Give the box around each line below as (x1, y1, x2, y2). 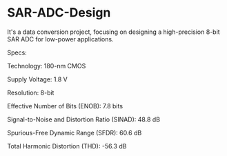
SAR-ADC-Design (7, 5, 111, 21)
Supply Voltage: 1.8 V (7, 75, 68, 84)
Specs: (7, 48, 28, 57)
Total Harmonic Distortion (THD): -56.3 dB (7, 142, 127, 150)
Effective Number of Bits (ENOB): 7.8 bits (7, 101, 123, 110)
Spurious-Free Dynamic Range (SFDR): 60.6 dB (7, 128, 142, 137)
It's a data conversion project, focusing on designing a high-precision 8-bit (7, 28, 220, 36)
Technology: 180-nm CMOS (7, 61, 86, 70)
